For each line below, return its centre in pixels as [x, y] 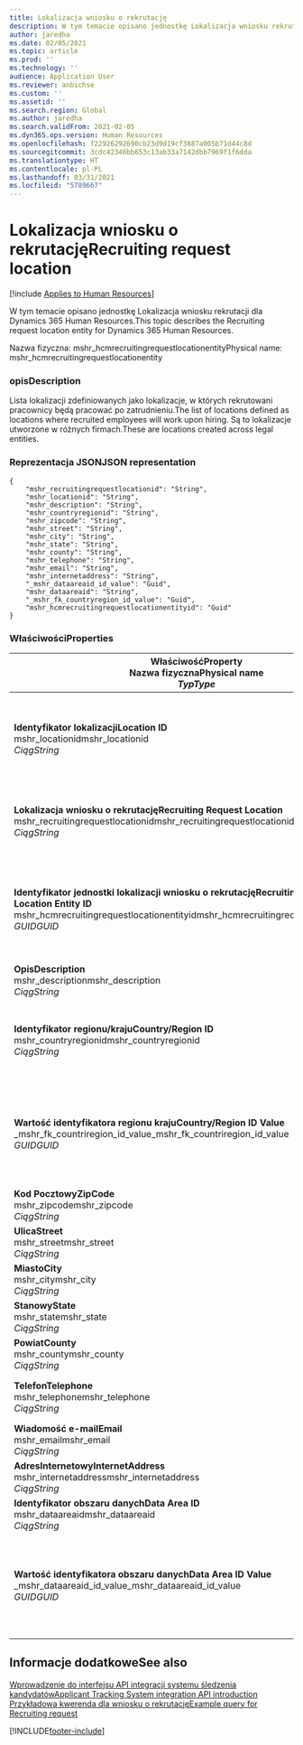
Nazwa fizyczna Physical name [197, 672]
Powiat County [45, 1342]
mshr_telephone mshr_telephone [82, 1396]
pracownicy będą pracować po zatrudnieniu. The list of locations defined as [150, 410]
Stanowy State [45, 1305]
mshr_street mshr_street [64, 1242]
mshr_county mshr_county [69, 1354]
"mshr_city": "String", [70, 537]
